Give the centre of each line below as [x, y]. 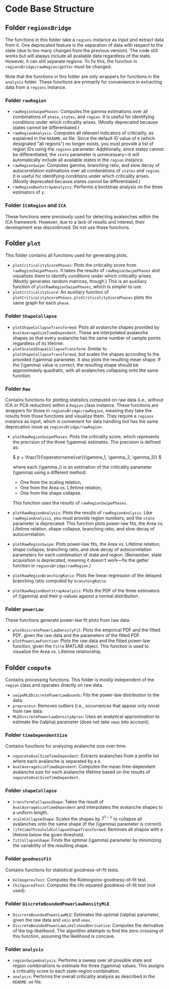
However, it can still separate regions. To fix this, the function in [71, 61]
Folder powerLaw [24, 609]
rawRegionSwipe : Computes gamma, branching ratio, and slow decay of [86, 165]
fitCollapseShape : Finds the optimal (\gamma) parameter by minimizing [87, 840]
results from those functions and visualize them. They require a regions [79, 416]
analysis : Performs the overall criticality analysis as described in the [84, 976]
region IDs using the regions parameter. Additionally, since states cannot [88, 149]
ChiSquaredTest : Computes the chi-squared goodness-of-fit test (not [84, 885]
